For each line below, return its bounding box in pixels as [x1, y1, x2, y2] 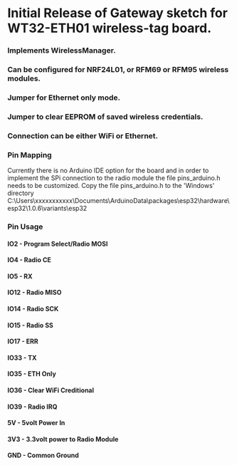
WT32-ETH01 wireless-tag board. [7, 20, 212, 36]
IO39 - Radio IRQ [7, 402, 58, 411]
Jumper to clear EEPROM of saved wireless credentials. [7, 112, 204, 122]
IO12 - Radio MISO [7, 288, 62, 297]
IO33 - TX [7, 353, 37, 362]
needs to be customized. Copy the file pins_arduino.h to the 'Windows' [7, 182, 215, 190]
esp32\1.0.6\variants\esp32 [7, 204, 88, 213]
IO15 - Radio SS [7, 320, 53, 329]
